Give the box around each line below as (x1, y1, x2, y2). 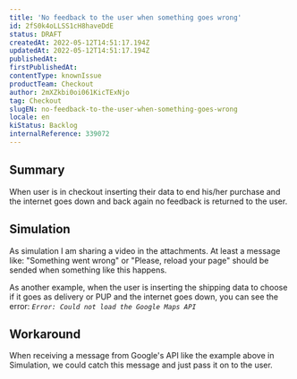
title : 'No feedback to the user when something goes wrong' (9, 13, 242, 22)
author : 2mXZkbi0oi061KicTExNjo (9, 88, 130, 97)
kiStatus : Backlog (9, 122, 78, 131)
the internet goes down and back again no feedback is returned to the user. (9, 196, 288, 206)
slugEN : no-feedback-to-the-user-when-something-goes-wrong (9, 105, 239, 114)
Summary (9, 163, 65, 178)
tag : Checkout (9, 96, 63, 105)
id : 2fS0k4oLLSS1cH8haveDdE (9, 21, 115, 30)
